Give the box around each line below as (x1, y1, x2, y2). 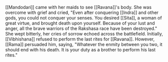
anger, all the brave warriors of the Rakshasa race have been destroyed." (5, 25, 157, 31)
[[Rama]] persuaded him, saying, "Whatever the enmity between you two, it (5, 41, 163, 47)
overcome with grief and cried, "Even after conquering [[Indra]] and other (5, 9, 159, 15)
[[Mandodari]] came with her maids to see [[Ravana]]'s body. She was (5, 4, 152, 10)
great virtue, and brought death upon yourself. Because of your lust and (5, 20, 155, 26)
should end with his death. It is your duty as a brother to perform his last (5, 47, 156, 52)
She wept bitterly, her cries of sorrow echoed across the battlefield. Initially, (5, 31, 163, 36)
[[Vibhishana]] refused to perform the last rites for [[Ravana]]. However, (5, 36, 155, 42)
